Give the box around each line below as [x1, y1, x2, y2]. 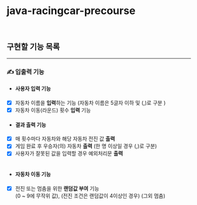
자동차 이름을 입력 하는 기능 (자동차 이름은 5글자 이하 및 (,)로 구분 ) [15, 99, 166, 106]
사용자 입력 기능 [15, 85, 51, 92]
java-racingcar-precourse [6, 4, 136, 18]
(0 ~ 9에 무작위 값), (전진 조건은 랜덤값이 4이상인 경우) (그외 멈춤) [15, 192, 165, 199]
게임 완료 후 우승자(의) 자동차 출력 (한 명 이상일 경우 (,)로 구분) [15, 142, 157, 150]
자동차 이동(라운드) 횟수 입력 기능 [15, 107, 91, 114]
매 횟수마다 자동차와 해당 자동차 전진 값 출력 [15, 135, 116, 142]
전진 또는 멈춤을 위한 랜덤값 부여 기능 [15, 184, 99, 192]
